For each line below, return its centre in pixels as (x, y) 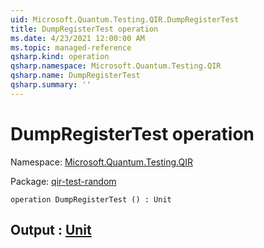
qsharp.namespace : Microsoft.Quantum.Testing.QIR (116, 66)
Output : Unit (51, 230)
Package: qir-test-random (63, 181)
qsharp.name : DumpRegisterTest (75, 76)
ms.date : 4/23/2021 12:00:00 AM (77, 38)
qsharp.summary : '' (51, 85)
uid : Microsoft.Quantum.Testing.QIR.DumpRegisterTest (125, 19)
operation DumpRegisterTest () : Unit (91, 199)
